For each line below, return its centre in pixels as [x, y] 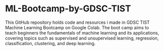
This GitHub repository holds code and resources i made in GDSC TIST [78, 22]
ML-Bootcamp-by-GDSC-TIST [68, 9]
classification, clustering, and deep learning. [50, 43]
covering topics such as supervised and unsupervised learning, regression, [82, 38]
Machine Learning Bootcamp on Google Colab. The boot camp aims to [77, 27]
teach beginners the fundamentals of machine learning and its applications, [82, 33]
